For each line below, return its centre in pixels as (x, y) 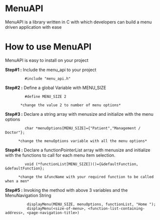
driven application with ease (33, 27)
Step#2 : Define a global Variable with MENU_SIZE (56, 88)
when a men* (17, 181)
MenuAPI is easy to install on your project (47, 60)
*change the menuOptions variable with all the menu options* (82, 141)
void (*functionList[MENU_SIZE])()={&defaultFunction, (81, 164)
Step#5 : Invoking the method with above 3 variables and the (66, 190)
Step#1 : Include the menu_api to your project (51, 70)
